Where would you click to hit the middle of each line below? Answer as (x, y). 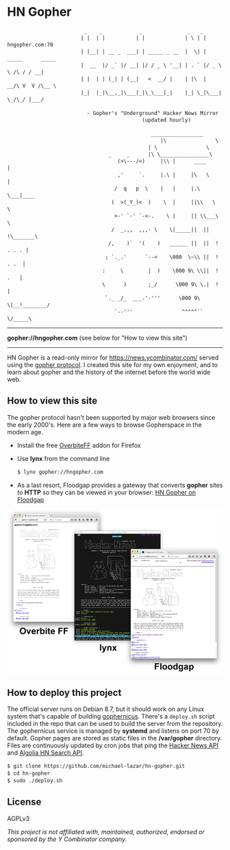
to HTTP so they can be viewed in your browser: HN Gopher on (106, 492)
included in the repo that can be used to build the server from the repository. (115, 724)
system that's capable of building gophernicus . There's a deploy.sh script (111, 716)
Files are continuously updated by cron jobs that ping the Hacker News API (113, 746)
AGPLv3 (18, 818)
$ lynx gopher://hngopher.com (60, 472)
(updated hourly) (167, 120)
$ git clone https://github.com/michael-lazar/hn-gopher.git (96, 766)
